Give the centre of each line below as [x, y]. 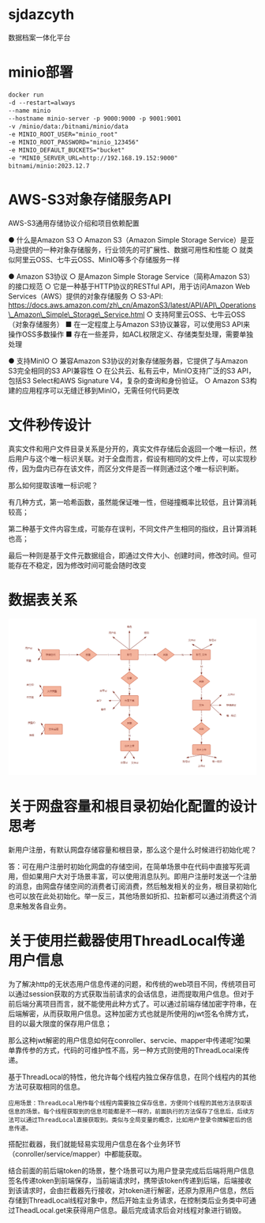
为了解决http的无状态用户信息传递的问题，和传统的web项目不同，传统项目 [129, 984]
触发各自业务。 [46, 906]
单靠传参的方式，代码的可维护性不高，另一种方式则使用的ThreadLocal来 [125, 1050]
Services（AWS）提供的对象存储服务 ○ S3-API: [86, 296]
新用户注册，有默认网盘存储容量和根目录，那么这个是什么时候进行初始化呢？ [132, 850]
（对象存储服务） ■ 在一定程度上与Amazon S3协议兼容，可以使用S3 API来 [129, 324]
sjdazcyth [41, 15]
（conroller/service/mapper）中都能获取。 [77, 1154]
